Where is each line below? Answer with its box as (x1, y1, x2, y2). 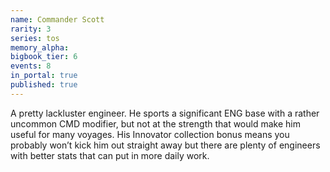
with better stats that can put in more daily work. (10, 149, 210, 161)
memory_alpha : (10, 42, 70, 53)
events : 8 (10, 61, 52, 71)
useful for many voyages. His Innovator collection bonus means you (10, 128, 290, 140)
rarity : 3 (10, 24, 52, 34)
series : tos (10, 33, 60, 43)
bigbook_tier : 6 (10, 52, 78, 62)
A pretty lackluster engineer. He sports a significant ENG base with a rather (10, 107, 320, 119)
